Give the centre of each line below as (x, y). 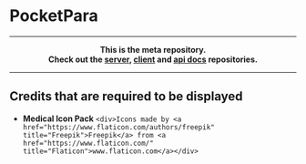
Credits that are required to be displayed (126, 97)
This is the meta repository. (153, 49)
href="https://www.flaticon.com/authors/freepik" (119, 127)
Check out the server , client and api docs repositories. (153, 59)
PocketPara (54, 16)
